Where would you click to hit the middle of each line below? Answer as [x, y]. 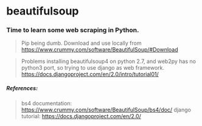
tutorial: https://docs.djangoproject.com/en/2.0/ [81, 116]
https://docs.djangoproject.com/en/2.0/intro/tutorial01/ [90, 75]
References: [22, 88]
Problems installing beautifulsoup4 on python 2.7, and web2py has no [109, 61]
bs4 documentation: [46, 104]
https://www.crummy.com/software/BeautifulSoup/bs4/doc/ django [106, 110]
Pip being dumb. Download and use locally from [81, 43]
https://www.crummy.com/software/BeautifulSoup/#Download [99, 50]
